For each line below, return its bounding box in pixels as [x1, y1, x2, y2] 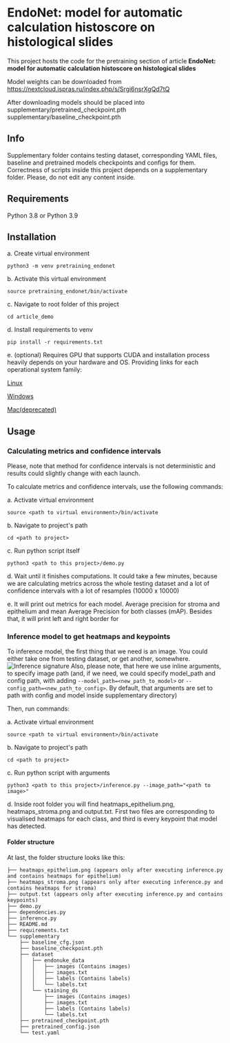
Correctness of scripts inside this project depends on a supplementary [7, 165, 208, 173]
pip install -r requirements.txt [7, 339, 103, 346]
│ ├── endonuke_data [19, 957, 85, 964]
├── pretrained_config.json [19, 1023, 100, 1030]
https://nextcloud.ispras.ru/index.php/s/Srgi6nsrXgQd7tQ [7, 85, 170, 93]
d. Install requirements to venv [7, 326, 93, 334]
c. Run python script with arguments [7, 769, 110, 777]
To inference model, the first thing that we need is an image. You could [7, 647, 208, 655]
